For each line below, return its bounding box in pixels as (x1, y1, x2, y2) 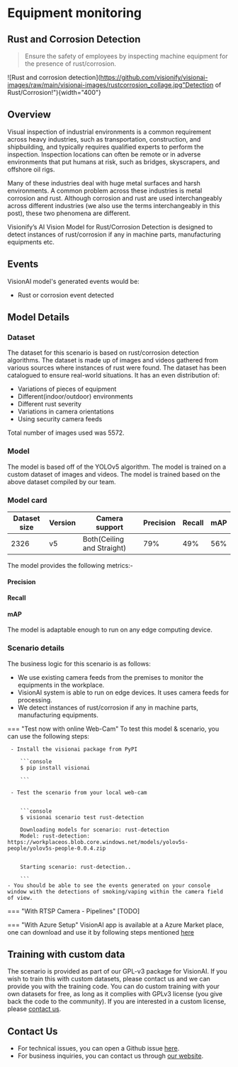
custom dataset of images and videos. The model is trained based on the (7, 469, 221, 479)
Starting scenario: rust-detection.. (20, 863, 132, 870)
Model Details (7, 312, 69, 324)
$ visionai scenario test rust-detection (20, 814, 144, 821)
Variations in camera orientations (17, 407, 115, 416)
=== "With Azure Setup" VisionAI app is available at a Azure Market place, (7, 920, 225, 929)
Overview (7, 108, 52, 121)
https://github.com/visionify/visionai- (100, 73, 208, 81)
